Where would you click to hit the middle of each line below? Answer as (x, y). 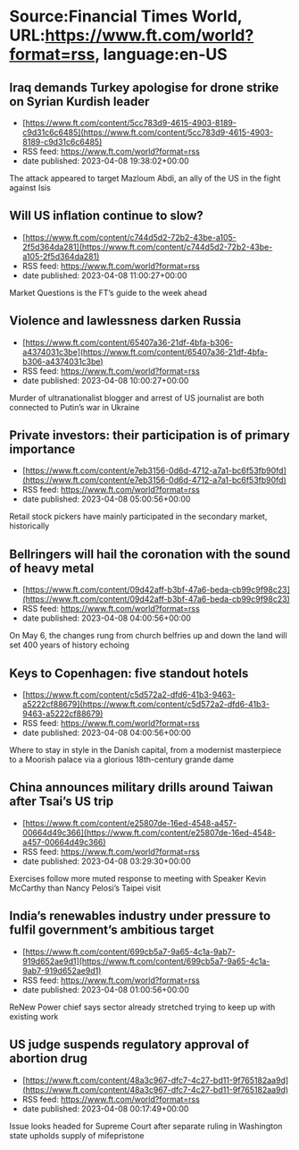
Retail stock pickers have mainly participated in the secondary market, (138, 517)
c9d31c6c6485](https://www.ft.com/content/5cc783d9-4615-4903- (148, 132)
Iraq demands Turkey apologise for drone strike (144, 87)
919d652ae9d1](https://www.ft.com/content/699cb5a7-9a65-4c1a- (146, 961)
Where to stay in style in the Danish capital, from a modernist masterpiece (145, 750)
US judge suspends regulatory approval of (129, 1045)
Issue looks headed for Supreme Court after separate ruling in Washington (146, 1126)
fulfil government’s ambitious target (112, 930)
